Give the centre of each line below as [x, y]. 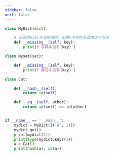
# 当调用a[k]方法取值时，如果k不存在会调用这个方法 [62, 38]
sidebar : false [21, 10]
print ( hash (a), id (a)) [38, 149]
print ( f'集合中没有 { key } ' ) [50, 70]
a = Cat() [24, 144]
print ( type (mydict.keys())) [43, 139]
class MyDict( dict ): [27, 28]
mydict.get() [28, 130]
